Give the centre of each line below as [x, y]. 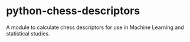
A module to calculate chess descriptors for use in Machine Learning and [95, 27]
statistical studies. [28, 33]
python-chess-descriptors [73, 11]
